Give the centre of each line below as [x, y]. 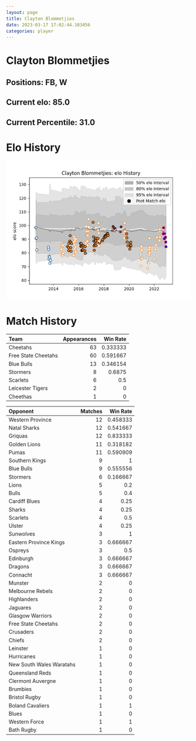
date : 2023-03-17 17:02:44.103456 [48, 25]
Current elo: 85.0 [38, 102]
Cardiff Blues [24, 501]
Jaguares [20, 607]
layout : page [22, 12]
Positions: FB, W [37, 82]
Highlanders [23, 599]
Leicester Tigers [28, 388]
